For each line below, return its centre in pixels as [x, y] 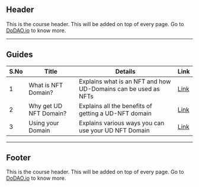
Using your [44, 123]
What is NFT [46, 85]
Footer [19, 158]
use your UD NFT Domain [114, 130]
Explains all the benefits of [115, 106]
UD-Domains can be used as [119, 88]
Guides [20, 55]
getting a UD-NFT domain [115, 113]
